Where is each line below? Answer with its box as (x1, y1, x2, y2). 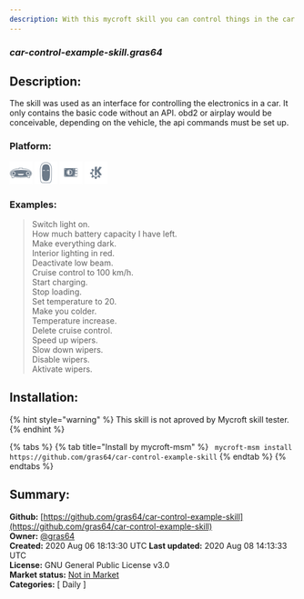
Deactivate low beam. (31, 257, 114, 268)
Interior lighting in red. (31, 247, 116, 258)
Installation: (9, 390, 79, 405)
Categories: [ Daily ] (9, 578, 86, 590)
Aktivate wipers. (31, 364, 93, 374)
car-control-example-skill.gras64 (9, 45, 163, 58)
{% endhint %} (9, 424, 66, 434)
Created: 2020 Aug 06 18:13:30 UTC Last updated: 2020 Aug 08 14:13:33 (9, 540, 288, 551)
